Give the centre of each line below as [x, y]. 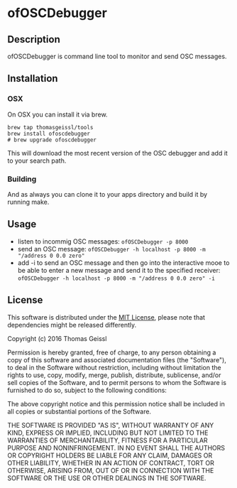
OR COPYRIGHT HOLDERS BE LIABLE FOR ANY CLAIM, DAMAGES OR [110, 455]
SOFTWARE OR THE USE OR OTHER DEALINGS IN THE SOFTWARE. [107, 478]
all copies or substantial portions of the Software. [79, 411]
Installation [33, 78]
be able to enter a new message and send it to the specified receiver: [119, 270]
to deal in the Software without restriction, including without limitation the [114, 367]
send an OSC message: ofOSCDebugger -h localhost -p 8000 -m [111, 249]
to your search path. [37, 161]
